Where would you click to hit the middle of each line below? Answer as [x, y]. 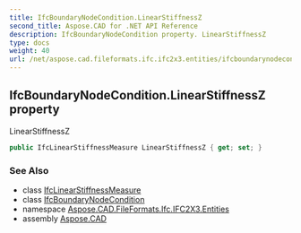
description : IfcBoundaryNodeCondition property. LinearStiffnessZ [138, 34]
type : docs [30, 43]
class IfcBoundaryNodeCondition [83, 199]
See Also [29, 170]
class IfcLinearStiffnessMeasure [82, 190]
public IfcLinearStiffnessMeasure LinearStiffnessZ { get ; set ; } [136, 147]
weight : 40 [30, 51]
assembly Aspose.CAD [64, 218]
